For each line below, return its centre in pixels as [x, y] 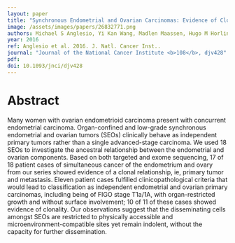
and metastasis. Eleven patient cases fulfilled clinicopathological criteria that [117, 179]
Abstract [33, 100]
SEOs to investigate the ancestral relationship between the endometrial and [116, 150]
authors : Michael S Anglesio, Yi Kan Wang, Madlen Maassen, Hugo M [108, 33]
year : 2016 [23, 40]
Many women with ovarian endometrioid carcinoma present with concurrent [116, 120]
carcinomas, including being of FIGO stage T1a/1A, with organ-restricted [111, 194]
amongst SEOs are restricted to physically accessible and [90, 216]
